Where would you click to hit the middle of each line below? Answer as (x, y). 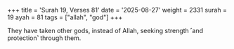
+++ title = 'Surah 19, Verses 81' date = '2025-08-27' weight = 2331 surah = (117, 10)
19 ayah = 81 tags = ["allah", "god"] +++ (65, 17)
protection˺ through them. (44, 38)
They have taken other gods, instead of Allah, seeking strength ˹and (105, 31)
